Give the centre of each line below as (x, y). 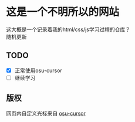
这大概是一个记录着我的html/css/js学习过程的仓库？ (68, 29)
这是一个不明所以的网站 (63, 12)
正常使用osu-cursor (38, 70)
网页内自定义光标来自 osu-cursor (46, 113)
